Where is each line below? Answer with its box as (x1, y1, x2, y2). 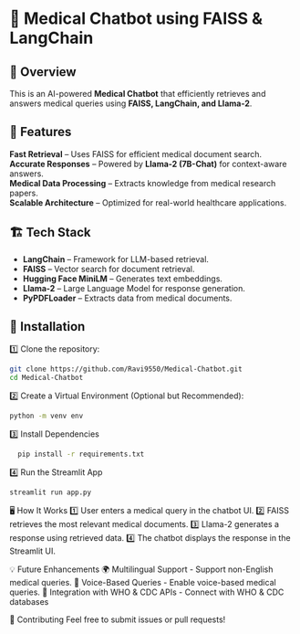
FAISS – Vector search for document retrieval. (22, 263, 195, 274)
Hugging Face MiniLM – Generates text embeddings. (22, 273, 223, 284)
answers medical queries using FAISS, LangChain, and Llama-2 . (9, 98, 253, 109)
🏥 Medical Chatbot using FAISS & (9, 8, 263, 29)
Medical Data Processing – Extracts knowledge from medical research (9, 177, 276, 188)
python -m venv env (9, 411, 84, 421)
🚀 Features (9, 124, 72, 140)
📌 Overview (9, 64, 77, 79)
